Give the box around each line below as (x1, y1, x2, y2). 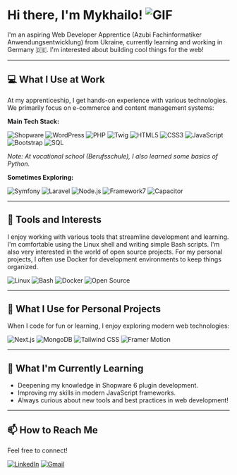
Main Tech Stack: (7, 117, 60, 125)
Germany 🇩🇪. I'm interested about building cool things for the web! (7, 45, 204, 54)
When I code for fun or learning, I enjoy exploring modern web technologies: (7, 321, 230, 331)
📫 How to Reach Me (7, 424, 98, 436)
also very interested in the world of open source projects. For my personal (7, 247, 223, 256)
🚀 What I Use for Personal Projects (7, 303, 161, 315)
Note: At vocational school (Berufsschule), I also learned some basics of (7, 152, 219, 160)
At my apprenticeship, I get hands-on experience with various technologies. (7, 96, 228, 104)
